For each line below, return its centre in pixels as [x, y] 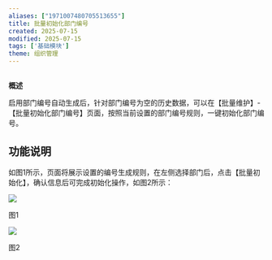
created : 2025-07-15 [43, 31]
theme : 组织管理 [33, 54]
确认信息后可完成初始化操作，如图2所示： [103, 183]
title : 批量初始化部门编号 [49, 24]
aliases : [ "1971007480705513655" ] [67, 16]
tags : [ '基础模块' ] [39, 46]
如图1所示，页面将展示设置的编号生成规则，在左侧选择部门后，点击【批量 [131, 172]
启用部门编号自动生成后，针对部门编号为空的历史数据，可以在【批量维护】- [135, 103]
